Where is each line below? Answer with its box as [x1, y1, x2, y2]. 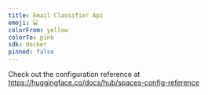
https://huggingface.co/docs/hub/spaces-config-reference [8, 78, 200, 87]
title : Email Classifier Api [8, 11, 104, 20]
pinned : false [8, 48, 55, 56]
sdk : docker [8, 41, 47, 49]
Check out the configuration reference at [8, 70, 140, 79]
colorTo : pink [8, 33, 55, 42]
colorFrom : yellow [8, 26, 68, 34]
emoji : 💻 [8, 19, 39, 27]
